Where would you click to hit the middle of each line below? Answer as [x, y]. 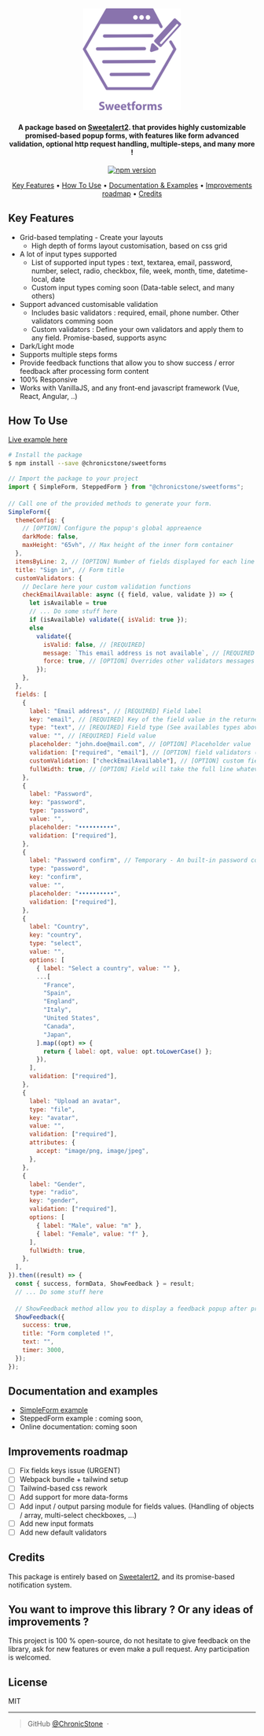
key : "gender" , [54, 1201]
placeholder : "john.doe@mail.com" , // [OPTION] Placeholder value [140, 744]
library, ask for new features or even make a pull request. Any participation [129, 1649]
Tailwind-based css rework [63, 1488]
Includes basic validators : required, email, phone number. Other [135, 312]
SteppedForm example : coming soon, [81, 1418]
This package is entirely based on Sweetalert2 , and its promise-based [121, 1576]
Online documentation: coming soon [78, 1427]
